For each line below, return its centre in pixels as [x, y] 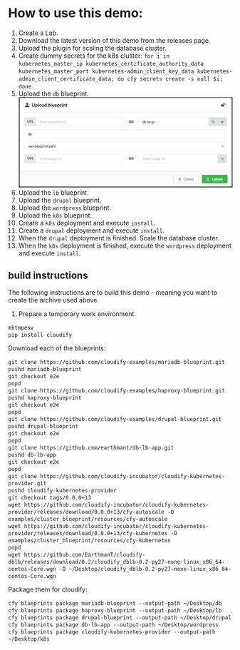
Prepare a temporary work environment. [77, 314]
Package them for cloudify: [48, 589]
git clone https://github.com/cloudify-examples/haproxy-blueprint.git [116, 391]
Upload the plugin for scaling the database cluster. [92, 48]
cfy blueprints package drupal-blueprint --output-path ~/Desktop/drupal [120, 618]
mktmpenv [21, 328]
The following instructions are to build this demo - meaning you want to [113, 293]
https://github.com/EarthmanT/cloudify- [84, 555]
